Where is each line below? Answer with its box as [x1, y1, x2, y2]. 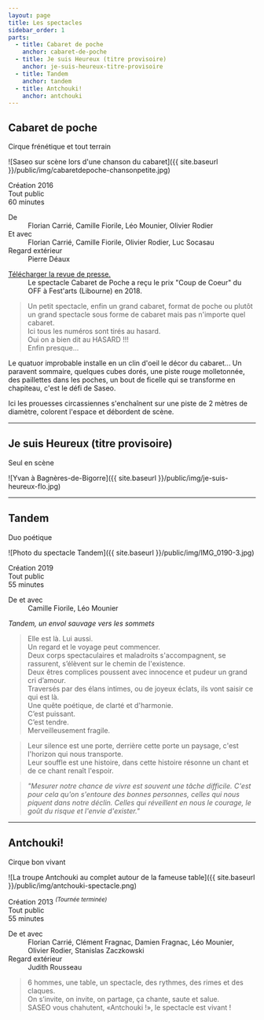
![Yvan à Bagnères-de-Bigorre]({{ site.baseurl [8, 473, 157, 482]
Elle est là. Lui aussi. [27, 633, 93, 643]
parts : [8, 33, 30, 42]
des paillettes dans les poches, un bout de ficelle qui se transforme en [8, 375, 236, 385]
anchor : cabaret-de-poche [22, 48, 108, 56]
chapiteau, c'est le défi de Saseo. [8, 383, 116, 393]
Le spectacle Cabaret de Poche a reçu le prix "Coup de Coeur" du [27, 278, 242, 288]
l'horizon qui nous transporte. [27, 749, 123, 758]
